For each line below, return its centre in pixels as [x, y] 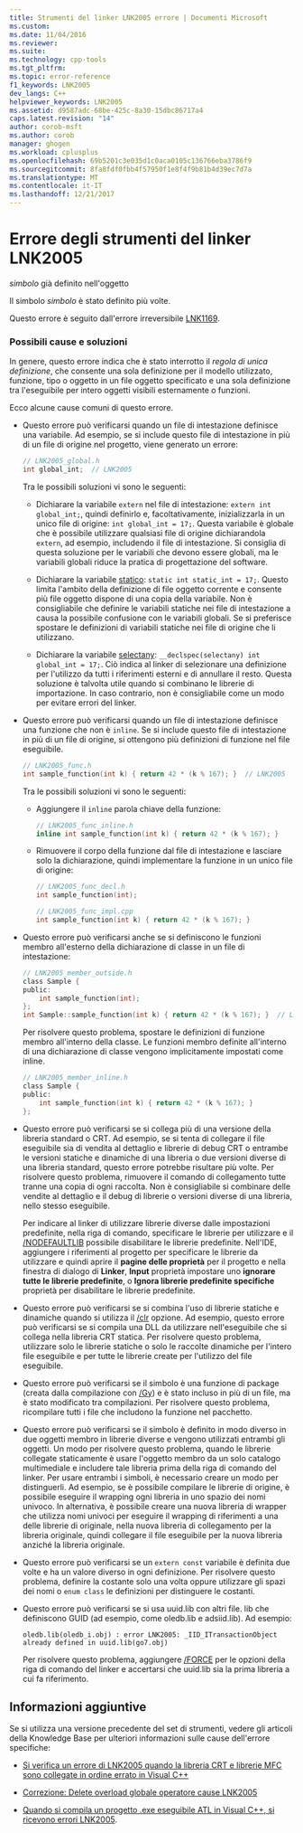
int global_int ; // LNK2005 [77, 470]
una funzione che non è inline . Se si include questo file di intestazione [154, 730]
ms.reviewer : [34, 43]
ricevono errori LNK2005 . [69, 1819]
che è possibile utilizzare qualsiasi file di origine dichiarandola [151, 533]
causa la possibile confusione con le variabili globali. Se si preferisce [164, 618]
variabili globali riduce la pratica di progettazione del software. [152, 562]
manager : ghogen [40, 144]
